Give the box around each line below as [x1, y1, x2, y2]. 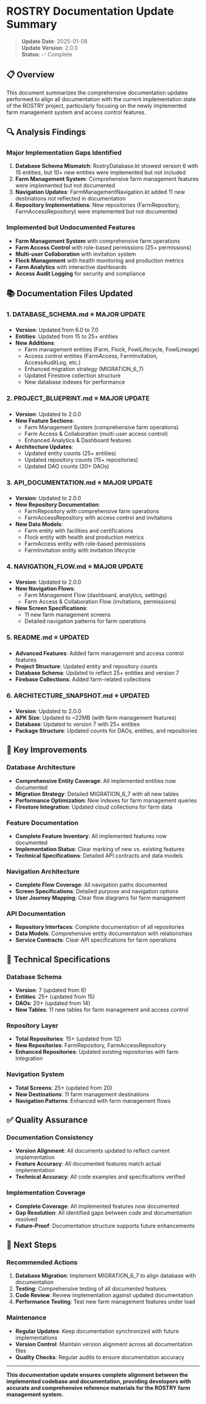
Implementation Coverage [6, 1188, 86, 1197]
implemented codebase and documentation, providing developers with [6, 1378, 191, 1385]
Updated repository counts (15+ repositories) [24, 456, 139, 464]
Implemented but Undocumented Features [6, 223, 135, 232]
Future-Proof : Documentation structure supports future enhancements [15, 1222, 195, 1229]
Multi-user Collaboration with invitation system [15, 250, 136, 258]
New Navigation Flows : [15, 585, 75, 592]
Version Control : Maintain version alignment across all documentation [15, 1340, 193, 1348]
